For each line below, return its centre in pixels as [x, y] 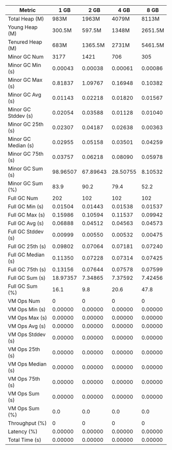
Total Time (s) [25, 440]
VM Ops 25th [24, 349]
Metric [27, 10]
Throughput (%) [27, 423]
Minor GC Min [25, 65]
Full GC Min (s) [26, 206]
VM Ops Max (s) [27, 318]
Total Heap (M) [26, 19]
